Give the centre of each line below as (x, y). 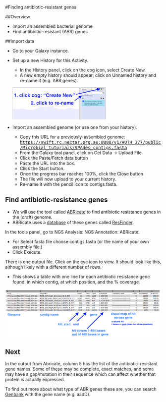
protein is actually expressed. (35, 380)
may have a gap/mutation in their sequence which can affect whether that (81, 374)
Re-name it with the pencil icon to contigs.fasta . (68, 184)
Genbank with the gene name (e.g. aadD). (48, 395)
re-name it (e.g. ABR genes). (49, 81)
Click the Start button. (42, 169)
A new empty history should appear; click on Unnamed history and (88, 75)
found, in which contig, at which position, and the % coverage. (76, 282)
